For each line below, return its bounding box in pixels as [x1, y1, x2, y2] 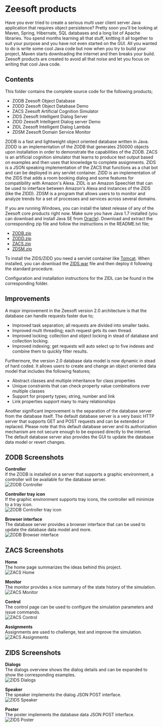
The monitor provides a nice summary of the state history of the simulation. [5, 584, 156, 590]
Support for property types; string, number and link [12, 393, 115, 399]
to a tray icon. [5, 501, 33, 507]
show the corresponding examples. [5, 672, 76, 678]
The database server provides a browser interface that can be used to [5, 522, 146, 527]
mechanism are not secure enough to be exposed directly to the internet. [5, 429, 152, 434]
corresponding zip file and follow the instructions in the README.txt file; [5, 221, 150, 227]
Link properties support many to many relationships [12, 398, 116, 404]
